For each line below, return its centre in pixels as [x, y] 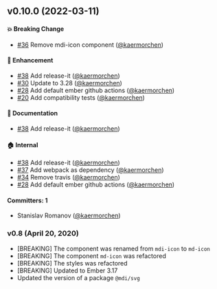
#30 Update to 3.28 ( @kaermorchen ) [69, 83]
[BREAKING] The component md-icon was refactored [91, 256]
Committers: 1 [27, 200]
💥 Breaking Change [36, 29]
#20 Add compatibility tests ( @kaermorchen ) [81, 97]
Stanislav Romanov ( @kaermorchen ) [69, 215]
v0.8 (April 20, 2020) [43, 233]
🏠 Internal [23, 144]
